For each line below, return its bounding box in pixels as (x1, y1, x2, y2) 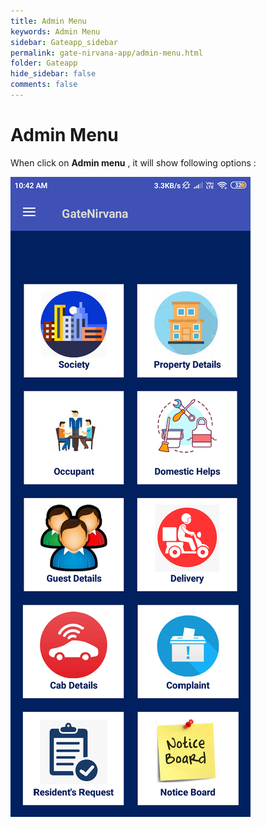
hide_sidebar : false (10, 69, 97, 79)
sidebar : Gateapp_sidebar (10, 37, 118, 47)
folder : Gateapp (10, 58, 78, 69)
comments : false (10, 80, 78, 90)
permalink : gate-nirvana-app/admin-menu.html (10, 48, 203, 58)
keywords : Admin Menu (10, 26, 101, 37)
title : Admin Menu (10, 16, 87, 26)
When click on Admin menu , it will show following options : (10, 156, 257, 169)
